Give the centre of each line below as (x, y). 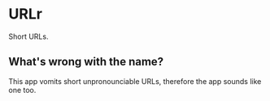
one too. (22, 90)
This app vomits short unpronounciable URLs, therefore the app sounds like (135, 81)
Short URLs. (28, 36)
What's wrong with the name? (86, 62)
